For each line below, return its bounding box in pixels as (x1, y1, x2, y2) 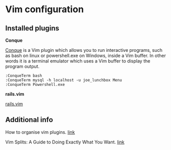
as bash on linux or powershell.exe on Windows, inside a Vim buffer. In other (5, 52, 166, 58)
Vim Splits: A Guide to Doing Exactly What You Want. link (5, 139, 125, 145)
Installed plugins (5, 24, 60, 33)
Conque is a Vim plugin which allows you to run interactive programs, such (5, 47, 163, 53)
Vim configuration (5, 4, 84, 15)
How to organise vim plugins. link (5, 129, 75, 135)
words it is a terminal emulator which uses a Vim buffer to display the (5, 58, 151, 64)
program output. (5, 64, 40, 69)
